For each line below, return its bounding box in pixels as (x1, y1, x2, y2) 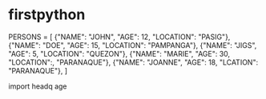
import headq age (8, 81, 67, 91)
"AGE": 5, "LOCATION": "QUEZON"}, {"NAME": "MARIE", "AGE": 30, (8, 49, 231, 58)
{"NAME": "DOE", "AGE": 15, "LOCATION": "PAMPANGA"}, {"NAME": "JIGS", (8, 40, 257, 49)
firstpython (8, 6, 86, 24)
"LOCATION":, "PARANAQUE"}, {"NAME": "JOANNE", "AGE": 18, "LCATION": (8, 57, 259, 67)
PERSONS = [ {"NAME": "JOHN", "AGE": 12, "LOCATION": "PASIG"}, (8, 32, 231, 42)
